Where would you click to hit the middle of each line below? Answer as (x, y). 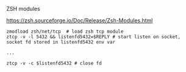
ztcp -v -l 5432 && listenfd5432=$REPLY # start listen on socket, (94, 37)
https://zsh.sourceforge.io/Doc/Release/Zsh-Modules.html (80, 20)
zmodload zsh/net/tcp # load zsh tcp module (65, 31)
